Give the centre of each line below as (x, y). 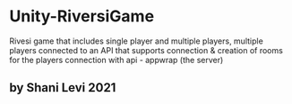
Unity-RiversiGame (82, 16)
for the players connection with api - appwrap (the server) (116, 60)
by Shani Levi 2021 (63, 88)
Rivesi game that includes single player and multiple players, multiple (137, 41)
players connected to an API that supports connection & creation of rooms (146, 50)
